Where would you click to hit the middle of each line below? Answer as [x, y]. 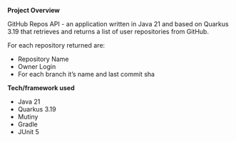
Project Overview [34, 10]
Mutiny [28, 117]
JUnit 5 [28, 132]
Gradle [27, 124]
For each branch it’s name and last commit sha [86, 74]
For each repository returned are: [56, 45]
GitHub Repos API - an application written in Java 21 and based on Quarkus [118, 24]
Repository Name [43, 59]
